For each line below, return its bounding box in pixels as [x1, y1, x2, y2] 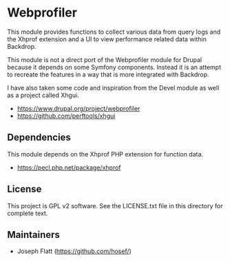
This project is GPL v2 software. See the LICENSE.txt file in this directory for [7, 201, 223, 210]
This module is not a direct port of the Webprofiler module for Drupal [7, 55, 202, 63]
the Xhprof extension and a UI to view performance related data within [7, 34, 207, 43]
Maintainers [7, 229, 61, 241]
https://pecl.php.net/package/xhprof [17, 163, 122, 172]
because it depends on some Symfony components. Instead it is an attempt [7, 63, 222, 71]
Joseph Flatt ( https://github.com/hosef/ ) [17, 247, 132, 256]
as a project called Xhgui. [7, 91, 79, 99]
